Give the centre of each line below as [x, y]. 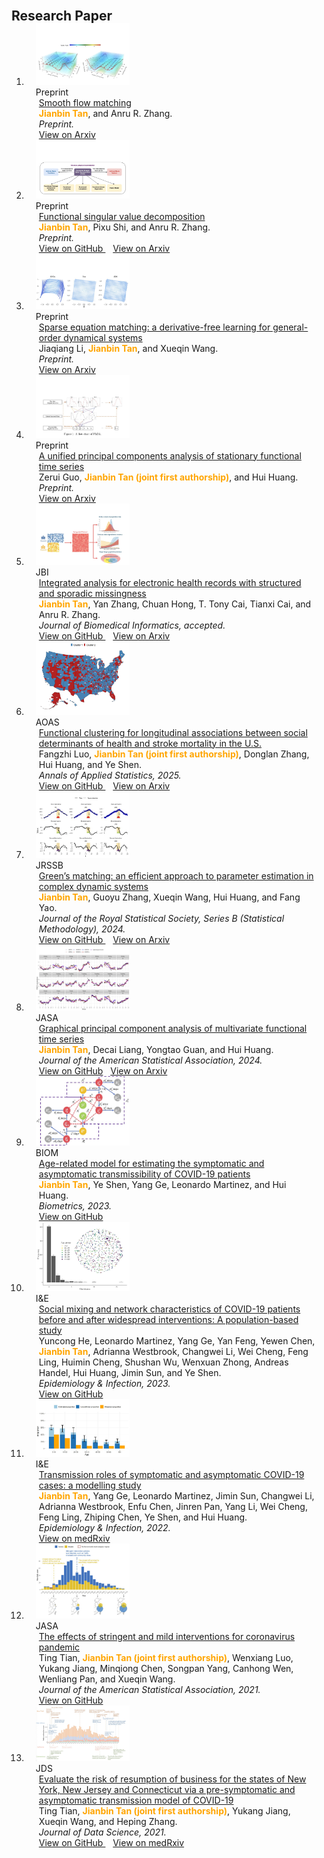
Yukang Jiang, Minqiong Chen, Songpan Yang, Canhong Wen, [166, 1668]
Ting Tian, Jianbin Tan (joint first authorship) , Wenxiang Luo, [166, 1657]
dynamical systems [103, 338]
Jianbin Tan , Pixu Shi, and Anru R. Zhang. [124, 227]
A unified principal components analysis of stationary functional [170, 455]
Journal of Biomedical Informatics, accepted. [132, 625]
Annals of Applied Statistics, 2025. [110, 775]
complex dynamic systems [93, 886]
